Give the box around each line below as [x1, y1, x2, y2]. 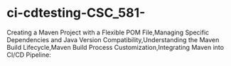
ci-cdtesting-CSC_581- [6, 5, 146, 21]
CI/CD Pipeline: [6, 51, 51, 59]
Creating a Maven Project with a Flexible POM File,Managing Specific [6, 28, 210, 37]
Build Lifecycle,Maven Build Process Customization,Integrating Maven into [6, 43, 225, 51]
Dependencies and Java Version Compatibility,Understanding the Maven [6, 35, 220, 44]
